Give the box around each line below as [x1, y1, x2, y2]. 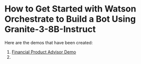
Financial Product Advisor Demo [11, 49, 76, 55]
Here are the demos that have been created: [4, 39, 93, 45]
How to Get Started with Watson [4, 3, 137, 14]
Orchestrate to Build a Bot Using [4, 13, 136, 25]
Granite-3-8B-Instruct [4, 24, 96, 35]
